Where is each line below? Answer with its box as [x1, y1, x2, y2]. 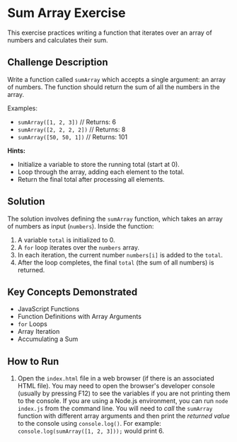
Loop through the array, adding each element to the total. [17, 168, 185, 176]
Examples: [7, 104, 37, 112]
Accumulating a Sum [17, 335, 79, 344]
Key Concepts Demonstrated [7, 286, 138, 298]
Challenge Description [7, 57, 108, 69]
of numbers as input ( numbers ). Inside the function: [7, 221, 154, 231]
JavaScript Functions [17, 305, 80, 313]
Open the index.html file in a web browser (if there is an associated [17, 374, 214, 383]
